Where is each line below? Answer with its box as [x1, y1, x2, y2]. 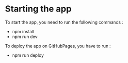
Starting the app [5, 3, 72, 14]
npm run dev [12, 34, 38, 39]
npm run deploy [12, 52, 44, 58]
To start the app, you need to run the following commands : [5, 19, 124, 25]
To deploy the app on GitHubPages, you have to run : [5, 43, 111, 49]
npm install [12, 28, 34, 34]
